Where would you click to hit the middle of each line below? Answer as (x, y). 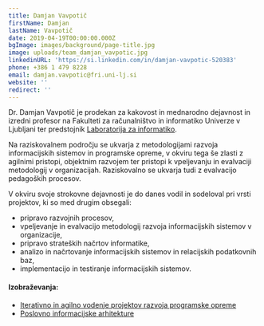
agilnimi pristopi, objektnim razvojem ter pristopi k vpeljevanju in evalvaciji (130, 162)
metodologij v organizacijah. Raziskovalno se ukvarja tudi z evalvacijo (122, 170)
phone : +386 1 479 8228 (48, 68)
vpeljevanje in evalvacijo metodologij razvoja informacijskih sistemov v (136, 226)
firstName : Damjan (39, 23)
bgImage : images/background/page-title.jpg (82, 45)
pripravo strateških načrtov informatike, (85, 243)
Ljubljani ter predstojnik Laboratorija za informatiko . (93, 129)
